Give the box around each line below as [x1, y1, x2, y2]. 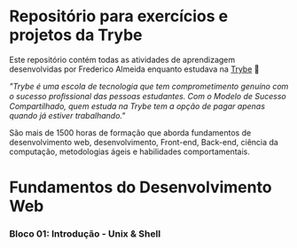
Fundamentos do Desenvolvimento [9, 177, 272, 198]
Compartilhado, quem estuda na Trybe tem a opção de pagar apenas [9, 100, 266, 112]
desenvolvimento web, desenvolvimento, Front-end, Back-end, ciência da [9, 136, 279, 147]
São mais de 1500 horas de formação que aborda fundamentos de [9, 127, 252, 138]
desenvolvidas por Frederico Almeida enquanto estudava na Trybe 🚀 [9, 64, 260, 74]
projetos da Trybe [9, 25, 144, 45]
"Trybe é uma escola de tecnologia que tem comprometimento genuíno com [9, 81, 289, 91]
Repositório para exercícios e [9, 6, 229, 27]
